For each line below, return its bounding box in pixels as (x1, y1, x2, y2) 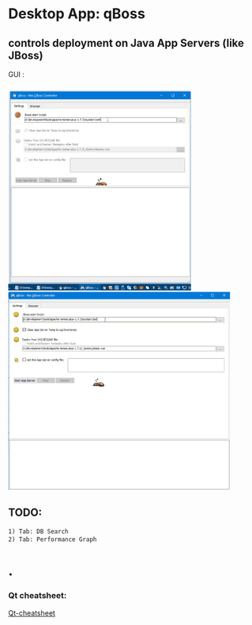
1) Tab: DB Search (8, 528, 69, 535)
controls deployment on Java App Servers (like (8, 36, 245, 50)
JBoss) (8, 48, 43, 62)
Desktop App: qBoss (8, 5, 146, 23)
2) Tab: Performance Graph (8, 535, 97, 543)
